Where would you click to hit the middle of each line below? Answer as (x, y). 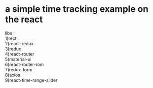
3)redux (13, 49)
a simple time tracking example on (77, 9)
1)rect (11, 38)
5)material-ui (18, 59)
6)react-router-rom (24, 64)
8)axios (13, 75)
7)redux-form (19, 69)
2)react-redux (19, 43)
